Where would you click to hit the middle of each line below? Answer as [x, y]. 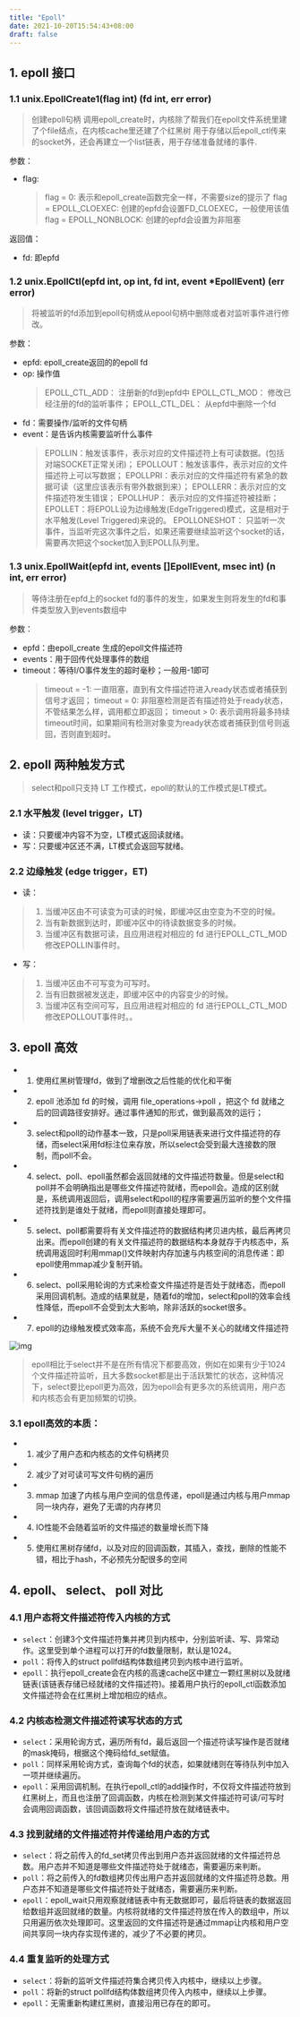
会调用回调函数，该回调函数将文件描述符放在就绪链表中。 [128, 1809]
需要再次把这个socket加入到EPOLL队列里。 [124, 543]
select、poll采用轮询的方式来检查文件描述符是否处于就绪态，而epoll [160, 1284]
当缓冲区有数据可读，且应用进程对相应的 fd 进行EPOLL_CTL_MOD [166, 934]
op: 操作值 [41, 373]
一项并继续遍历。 [54, 1775]
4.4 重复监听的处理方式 [60, 1960]
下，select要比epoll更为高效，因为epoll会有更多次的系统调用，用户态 [159, 1386]
